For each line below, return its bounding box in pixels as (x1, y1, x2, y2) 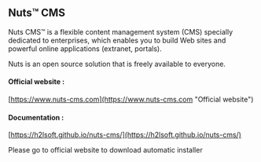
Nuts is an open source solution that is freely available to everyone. (8, 59, 226, 68)
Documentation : (8, 112, 64, 122)
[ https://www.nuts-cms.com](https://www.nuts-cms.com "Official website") (8, 94, 254, 105)
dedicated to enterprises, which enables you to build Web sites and (8, 35, 226, 45)
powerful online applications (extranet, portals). (8, 43, 163, 53)
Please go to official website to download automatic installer (8, 145, 203, 155)
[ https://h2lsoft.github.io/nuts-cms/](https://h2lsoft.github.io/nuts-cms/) (8, 130, 242, 140)
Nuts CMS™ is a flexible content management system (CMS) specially (8, 27, 233, 36)
